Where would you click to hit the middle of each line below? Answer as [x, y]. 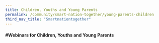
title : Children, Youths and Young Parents [52, 10]
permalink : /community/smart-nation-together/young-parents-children [80, 14]
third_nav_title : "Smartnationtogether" [48, 19]
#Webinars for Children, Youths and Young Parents [60, 35]
